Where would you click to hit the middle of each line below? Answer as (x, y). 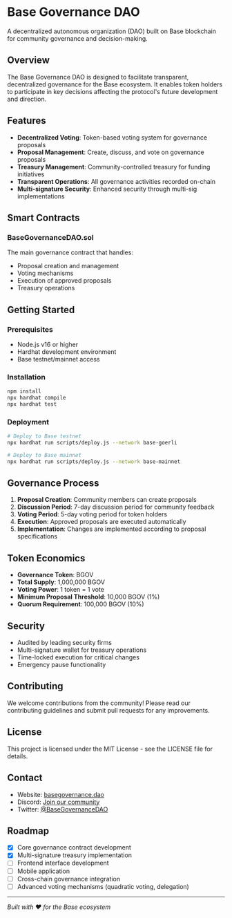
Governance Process (53, 484)
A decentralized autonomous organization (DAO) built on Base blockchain (112, 31)
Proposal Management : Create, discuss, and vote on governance (111, 152)
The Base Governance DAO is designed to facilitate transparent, (98, 77)
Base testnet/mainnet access (58, 359)
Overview (29, 60)
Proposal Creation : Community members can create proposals (107, 500)
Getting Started (41, 309)
